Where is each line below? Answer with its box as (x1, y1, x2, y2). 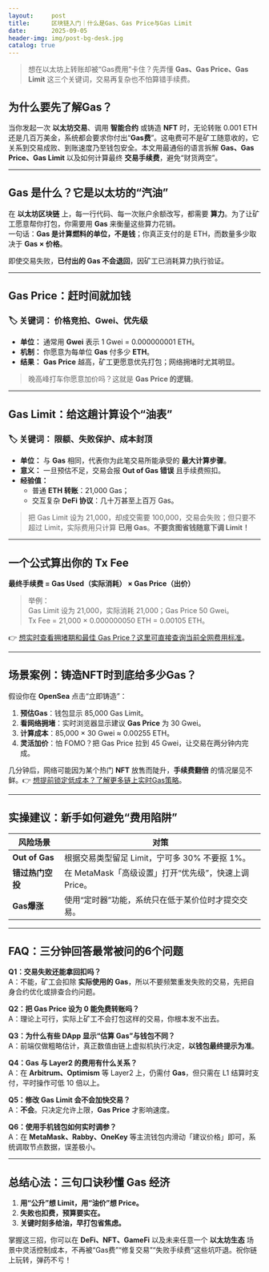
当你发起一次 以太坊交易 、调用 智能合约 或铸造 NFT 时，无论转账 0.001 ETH (8, 122, 258, 132)
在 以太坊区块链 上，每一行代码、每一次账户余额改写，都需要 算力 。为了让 (8, 209, 253, 219)
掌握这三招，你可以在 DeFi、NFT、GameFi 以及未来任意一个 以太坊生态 (8, 1235, 246, 1245)
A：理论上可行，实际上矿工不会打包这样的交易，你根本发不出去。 (8, 1014, 224, 1024)
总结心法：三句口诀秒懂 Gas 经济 (8, 1175, 171, 1189)
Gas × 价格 (23, 239, 60, 248)
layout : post (8, 11, 66, 20)
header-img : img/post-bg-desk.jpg (8, 34, 124, 42)
